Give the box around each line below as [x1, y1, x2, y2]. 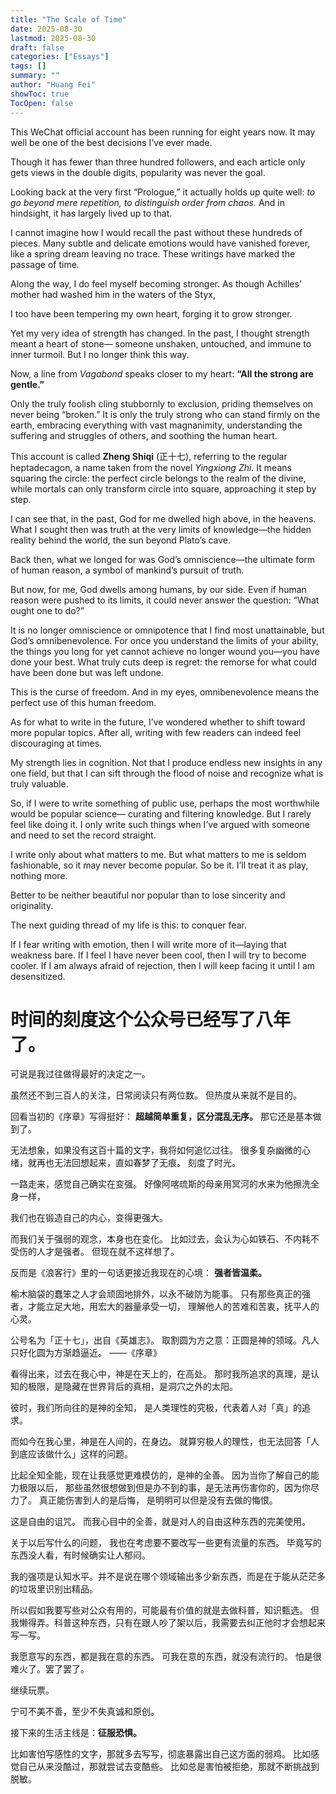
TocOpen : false [10, 98, 74, 108]
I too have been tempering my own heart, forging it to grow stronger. [10, 307, 293, 320]
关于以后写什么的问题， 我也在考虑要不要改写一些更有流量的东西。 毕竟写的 [10, 1537, 322, 1549]
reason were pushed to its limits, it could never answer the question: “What [10, 594, 320, 606]
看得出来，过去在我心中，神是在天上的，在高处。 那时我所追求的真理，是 [10, 1368, 311, 1380]
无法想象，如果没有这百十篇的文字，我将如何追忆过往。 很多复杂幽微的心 [10, 1144, 311, 1156]
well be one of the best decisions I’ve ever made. [10, 136, 213, 148]
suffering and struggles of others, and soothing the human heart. [10, 429, 278, 441]
